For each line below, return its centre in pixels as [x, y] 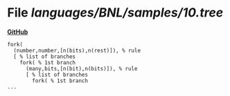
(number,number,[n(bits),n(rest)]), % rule [77, 50]
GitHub [18, 32]
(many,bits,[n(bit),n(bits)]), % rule [81, 68]
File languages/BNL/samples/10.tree [115, 13]
